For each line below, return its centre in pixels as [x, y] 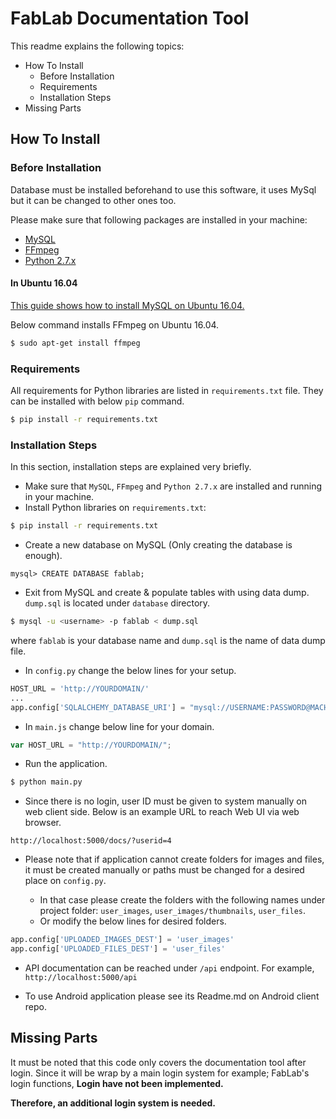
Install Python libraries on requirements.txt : [115, 508]
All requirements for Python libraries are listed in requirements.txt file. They [167, 390]
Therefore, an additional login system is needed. [113, 1103]
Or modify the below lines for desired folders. [133, 921]
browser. [43, 823]
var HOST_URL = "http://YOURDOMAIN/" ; [91, 745]
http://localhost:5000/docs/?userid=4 [91, 841]
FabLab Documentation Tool [130, 18]
